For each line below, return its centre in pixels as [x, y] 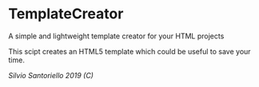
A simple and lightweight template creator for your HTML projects [116, 36]
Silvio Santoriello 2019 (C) [51, 75]
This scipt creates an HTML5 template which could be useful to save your [129, 51]
